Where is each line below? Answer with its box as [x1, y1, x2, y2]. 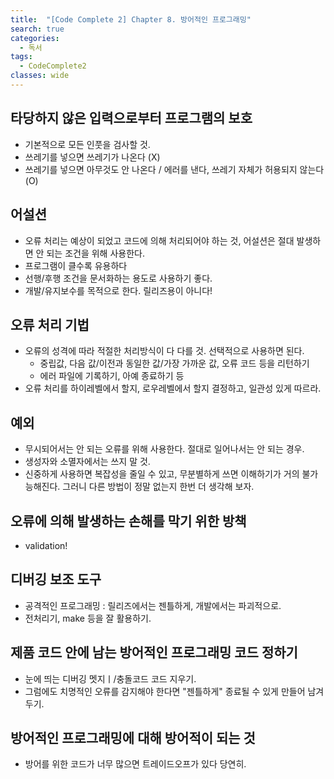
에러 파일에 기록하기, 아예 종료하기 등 [39, 370, 185, 382]
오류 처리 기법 [10, 316, 90, 333]
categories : [10, 33, 60, 43]
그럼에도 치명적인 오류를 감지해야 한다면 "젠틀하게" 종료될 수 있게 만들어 [24, 685, 306, 697]
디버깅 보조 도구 [10, 571, 102, 588]
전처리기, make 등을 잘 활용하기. [24, 612, 152, 624]
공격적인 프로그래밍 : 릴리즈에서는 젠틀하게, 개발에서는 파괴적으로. [24, 599, 282, 611]
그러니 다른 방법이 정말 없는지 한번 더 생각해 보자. [62, 481, 255, 493]
